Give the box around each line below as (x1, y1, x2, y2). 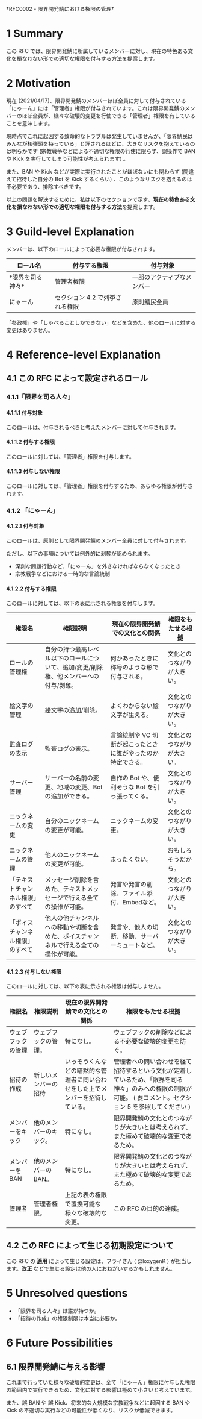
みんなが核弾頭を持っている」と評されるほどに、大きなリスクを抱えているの (6, 140, 195, 147)
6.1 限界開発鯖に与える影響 (6, 1361, 105, 1372)
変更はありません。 (6, 326, 54, 333)
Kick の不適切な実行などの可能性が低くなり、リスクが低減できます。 (6, 1406, 176, 1414)
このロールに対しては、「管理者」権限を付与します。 (6, 453, 135, 460)
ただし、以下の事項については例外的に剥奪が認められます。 (6, 550, 153, 557)
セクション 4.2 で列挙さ (54, 293, 122, 301)
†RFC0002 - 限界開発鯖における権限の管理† (6, 5, 114, 12)
